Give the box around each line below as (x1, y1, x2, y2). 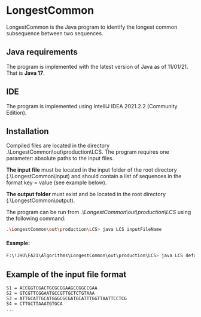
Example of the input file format (6, 269, 127, 279)
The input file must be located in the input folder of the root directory (6, 166, 178, 173)
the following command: (6, 215, 66, 222)
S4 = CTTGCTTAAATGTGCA (6, 301, 63, 307)
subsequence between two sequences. (6, 29, 103, 36)
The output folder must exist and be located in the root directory (6, 191, 166, 198)
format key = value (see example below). (6, 179, 107, 186)
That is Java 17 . (6, 69, 45, 77)
